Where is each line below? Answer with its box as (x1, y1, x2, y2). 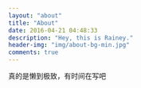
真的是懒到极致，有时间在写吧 (8, 71, 106, 80)
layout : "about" (8, 11, 62, 20)
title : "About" (8, 19, 59, 27)
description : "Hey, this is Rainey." (8, 33, 134, 42)
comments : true (8, 48, 59, 56)
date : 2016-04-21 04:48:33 (8, 26, 98, 34)
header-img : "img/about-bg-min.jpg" (8, 41, 130, 49)
